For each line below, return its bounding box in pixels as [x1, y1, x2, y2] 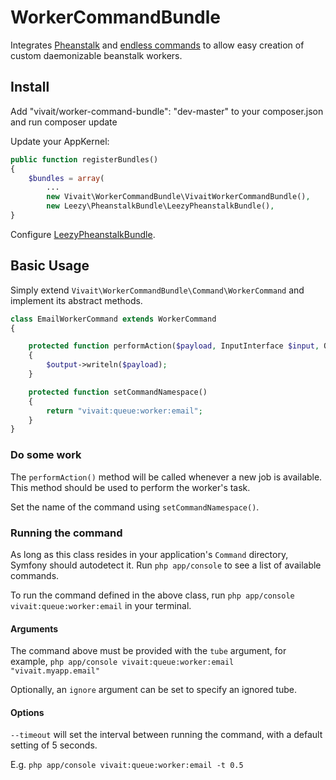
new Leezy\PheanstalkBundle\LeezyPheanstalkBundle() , [46, 201, 275, 211]
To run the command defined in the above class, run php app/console [10, 589, 295, 601]
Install [10, 79, 50, 96]
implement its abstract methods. [10, 294, 143, 306]
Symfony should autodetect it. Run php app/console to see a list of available [10, 559, 322, 571]
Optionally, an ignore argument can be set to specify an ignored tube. [10, 684, 298, 696]
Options [10, 706, 45, 718]
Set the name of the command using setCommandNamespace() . [10, 501, 260, 513]
